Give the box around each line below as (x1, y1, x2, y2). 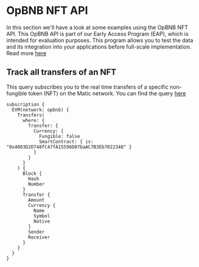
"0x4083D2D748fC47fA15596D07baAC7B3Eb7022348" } (6, 144, 132, 150)
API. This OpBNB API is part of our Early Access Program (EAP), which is (6, 30, 189, 37)
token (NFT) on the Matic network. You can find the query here (28, 89, 186, 97)
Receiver (28, 234, 51, 240)
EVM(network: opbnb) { (12, 107, 69, 113)
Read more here (6, 49, 47, 56)
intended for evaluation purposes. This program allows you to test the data (6, 36, 194, 44)
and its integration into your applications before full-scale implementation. (6, 43, 192, 50)
